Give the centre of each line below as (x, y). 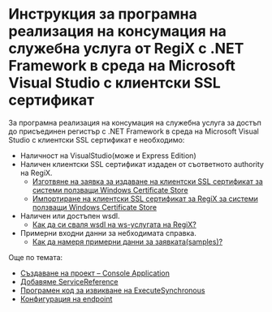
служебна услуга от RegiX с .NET (126, 49)
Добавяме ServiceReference (69, 281)
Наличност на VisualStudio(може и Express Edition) (108, 156)
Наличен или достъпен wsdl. (70, 216)
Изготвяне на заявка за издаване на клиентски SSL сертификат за (148, 181)
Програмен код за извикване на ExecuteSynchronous (112, 290)
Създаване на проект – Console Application (95, 273)
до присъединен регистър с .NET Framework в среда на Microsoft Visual (134, 131)
